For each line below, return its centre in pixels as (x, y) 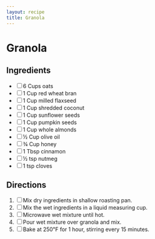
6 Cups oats (38, 86)
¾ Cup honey (40, 144)
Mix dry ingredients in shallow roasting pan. (77, 200)
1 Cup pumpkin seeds (50, 122)
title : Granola (26, 18)
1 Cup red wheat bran (50, 93)
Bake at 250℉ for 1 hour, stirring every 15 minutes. (86, 229)
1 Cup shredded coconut (54, 108)
